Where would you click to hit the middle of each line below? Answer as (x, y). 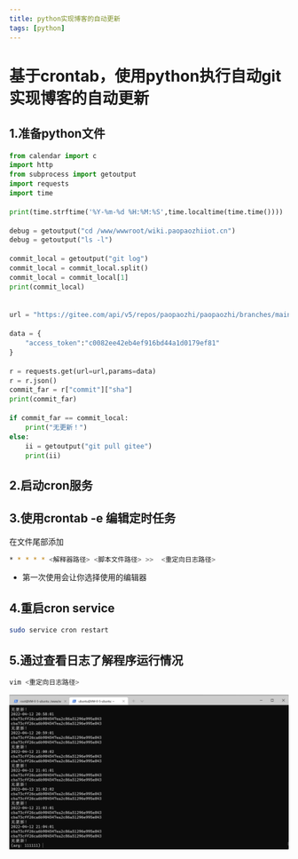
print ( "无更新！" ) (56, 427)
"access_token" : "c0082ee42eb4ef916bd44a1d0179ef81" (122, 343)
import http (31, 165)
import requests (39, 184)
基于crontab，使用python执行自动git (145, 76)
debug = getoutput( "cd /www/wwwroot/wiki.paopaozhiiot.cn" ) (123, 231)
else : (19, 437)
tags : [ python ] (37, 28)
